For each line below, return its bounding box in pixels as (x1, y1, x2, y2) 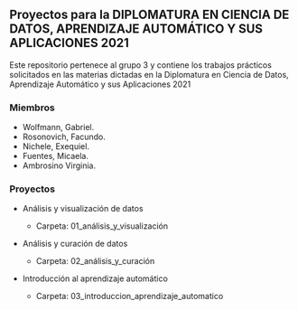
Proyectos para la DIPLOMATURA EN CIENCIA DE (9, 7, 290, 23)
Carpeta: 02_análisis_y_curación (35, 256, 155, 267)
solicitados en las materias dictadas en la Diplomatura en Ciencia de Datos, (9, 69, 289, 80)
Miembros (9, 101, 56, 114)
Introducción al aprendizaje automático (22, 273, 169, 284)
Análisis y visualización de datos (22, 203, 144, 214)
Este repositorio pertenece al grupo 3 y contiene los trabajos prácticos (9, 59, 273, 70)
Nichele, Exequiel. (22, 141, 90, 152)
